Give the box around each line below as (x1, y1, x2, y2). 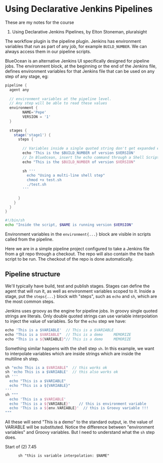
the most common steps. (5, 298, 55, 304)
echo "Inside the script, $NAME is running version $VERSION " (5, 222, 133, 228)
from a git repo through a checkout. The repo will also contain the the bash (5, 251, 155, 257)
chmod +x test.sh (26, 178, 62, 182)
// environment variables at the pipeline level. (9, 96, 112, 101)
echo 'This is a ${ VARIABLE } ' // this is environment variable (9, 401, 147, 406)
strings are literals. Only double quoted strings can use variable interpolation (5, 313, 158, 319)
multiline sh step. (5, 356, 39, 362)
